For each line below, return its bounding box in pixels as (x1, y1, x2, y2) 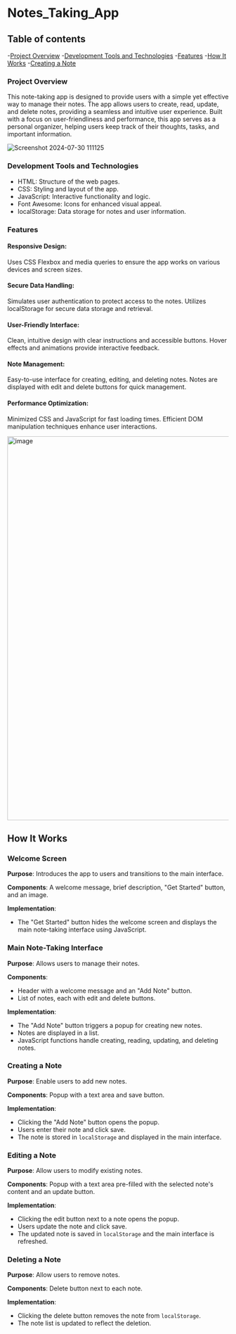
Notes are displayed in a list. (17, 1029, 100, 1037)
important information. (7, 130, 72, 139)
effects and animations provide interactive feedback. (7, 343, 160, 352)
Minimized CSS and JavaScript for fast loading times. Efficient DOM (7, 414, 204, 423)
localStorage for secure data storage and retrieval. (7, 304, 153, 312)
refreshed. (17, 1237, 48, 1246)
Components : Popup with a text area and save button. (7, 1091, 165, 1099)
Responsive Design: (7, 242, 67, 250)
